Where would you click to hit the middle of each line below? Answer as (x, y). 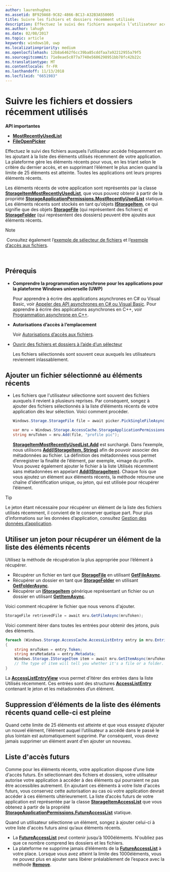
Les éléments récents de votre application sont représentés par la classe (81, 188)
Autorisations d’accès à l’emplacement (55, 324)
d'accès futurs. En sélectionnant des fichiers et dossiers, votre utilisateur (81, 775)
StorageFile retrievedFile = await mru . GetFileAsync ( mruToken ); (74, 615)
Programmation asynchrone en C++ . (51, 315)
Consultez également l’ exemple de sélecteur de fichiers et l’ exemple (77, 240)
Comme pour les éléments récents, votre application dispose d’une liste (80, 769)
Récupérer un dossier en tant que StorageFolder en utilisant (75, 580)
